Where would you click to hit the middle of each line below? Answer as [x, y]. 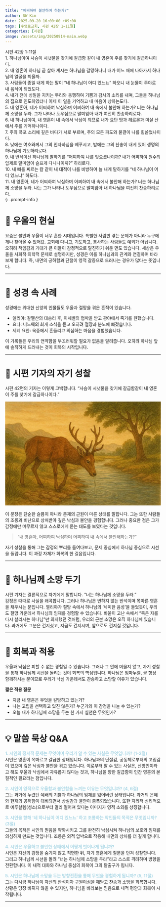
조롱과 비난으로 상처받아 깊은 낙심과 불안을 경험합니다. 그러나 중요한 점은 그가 [85, 520]
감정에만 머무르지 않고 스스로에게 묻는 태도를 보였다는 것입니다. [66, 526]
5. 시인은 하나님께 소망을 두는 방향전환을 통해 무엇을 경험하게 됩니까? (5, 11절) [79, 875]
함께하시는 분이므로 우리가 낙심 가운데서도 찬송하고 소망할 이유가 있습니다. [76, 679]
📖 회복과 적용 [30, 652]
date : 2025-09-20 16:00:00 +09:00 [41, 21]
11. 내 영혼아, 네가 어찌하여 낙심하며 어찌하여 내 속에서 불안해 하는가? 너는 [76, 181]
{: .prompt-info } [22, 199]
